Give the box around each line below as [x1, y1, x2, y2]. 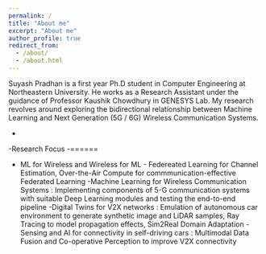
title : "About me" [8, 19, 70, 27]
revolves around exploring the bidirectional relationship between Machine [8, 104, 252, 113]
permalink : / [8, 11, 52, 20]
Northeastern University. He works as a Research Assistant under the [8, 87, 239, 96]
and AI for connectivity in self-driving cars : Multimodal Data [48, 227, 250, 237]
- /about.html [15, 57, 63, 65]
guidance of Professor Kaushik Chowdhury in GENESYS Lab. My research [8, 96, 254, 105]
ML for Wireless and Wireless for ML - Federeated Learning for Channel [19, 159, 259, 169]
